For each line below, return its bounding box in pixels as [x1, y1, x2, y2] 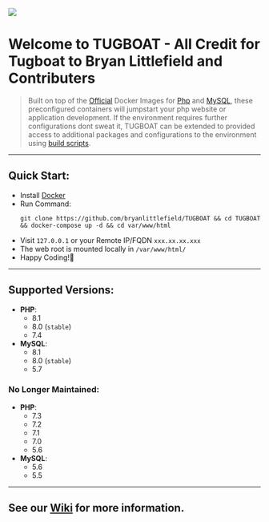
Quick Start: [8, 169, 70, 183]
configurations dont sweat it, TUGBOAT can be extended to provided [27, 121, 255, 131]
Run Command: [19, 199, 72, 208]
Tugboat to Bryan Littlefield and [8, 52, 223, 71]
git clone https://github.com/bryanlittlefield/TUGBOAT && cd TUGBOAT [19, 214, 261, 222]
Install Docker [19, 190, 66, 200]
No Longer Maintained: [8, 384, 100, 395]
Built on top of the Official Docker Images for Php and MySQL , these [27, 95, 254, 105]
